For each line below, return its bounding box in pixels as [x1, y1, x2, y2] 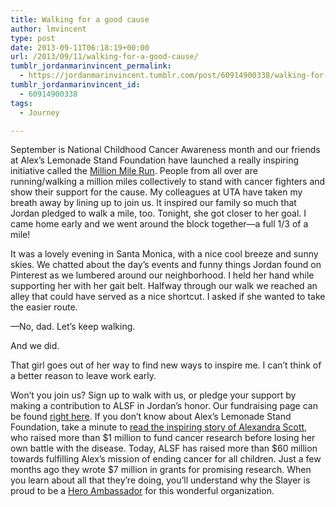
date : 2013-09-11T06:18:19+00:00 [10, 42, 150, 53]
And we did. [10, 340, 60, 352]
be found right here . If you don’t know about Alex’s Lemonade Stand [10, 411, 292, 423]
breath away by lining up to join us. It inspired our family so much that [10, 197, 297, 209]
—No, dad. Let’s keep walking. [10, 321, 136, 333]
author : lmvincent [10, 24, 87, 34]
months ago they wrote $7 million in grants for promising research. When [10, 464, 312, 476]
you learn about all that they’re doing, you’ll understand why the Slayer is [10, 474, 311, 486]
